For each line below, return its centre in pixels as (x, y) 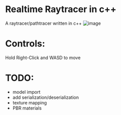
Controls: (25, 44)
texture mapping (29, 102)
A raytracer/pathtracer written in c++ (44, 23)
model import (26, 92)
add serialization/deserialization (46, 97)
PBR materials (27, 108)
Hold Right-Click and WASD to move (43, 57)
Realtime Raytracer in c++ (61, 9)
